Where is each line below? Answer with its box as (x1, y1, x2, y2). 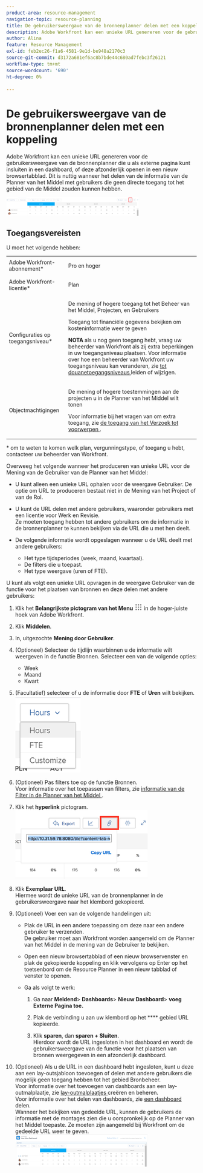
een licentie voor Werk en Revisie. (14, 512, 100, 519)
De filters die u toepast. (24, 561, 83, 568)
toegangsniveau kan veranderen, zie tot (68, 362, 167, 370)
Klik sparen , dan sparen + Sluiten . (33, 1032, 120, 1039)
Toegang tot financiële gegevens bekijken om (68, 319, 181, 326)
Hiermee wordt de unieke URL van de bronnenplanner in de (14, 892, 163, 899)
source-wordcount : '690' (6, 67, 69, 73)
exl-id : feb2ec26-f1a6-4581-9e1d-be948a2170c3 (6, 49, 126, 55)
